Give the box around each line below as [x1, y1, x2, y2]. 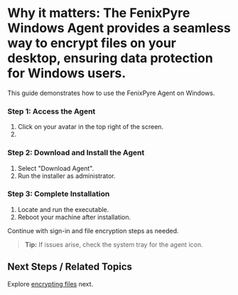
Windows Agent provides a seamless [7, 20, 231, 36]
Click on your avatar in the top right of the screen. [17, 123, 164, 131]
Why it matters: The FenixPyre [7, 5, 190, 21]
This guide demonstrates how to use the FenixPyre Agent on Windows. [7, 89, 215, 97]
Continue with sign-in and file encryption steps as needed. [7, 226, 179, 235]
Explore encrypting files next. [7, 279, 94, 288]
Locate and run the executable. [17, 205, 109, 213]
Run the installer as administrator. [17, 172, 116, 180]
